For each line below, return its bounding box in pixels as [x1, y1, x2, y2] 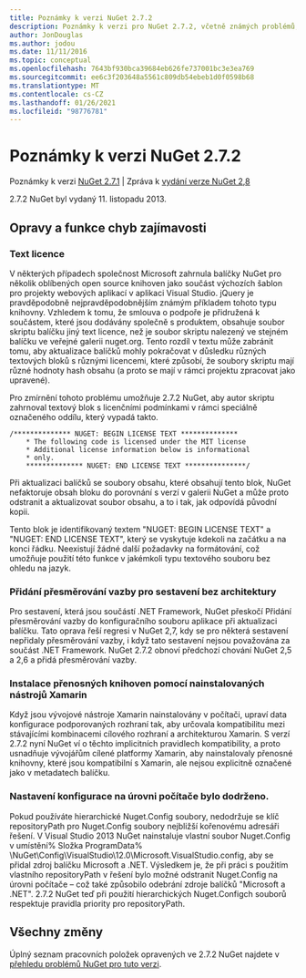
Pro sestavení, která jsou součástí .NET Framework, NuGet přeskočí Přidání [9, 606, 291, 617]
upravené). [9, 375, 50, 386]
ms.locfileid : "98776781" [9, 107, 107, 116]
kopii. [9, 506, 30, 517]
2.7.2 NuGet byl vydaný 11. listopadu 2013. [9, 193, 167, 205]
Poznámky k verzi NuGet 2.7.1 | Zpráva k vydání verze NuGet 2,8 [9, 176, 250, 187]
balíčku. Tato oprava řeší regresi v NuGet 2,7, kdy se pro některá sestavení [9, 625, 289, 636]
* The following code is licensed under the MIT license [25, 437, 247, 447]
